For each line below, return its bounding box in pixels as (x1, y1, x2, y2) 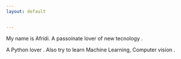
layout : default (6, 8, 46, 15)
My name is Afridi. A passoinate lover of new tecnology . (6, 34, 143, 41)
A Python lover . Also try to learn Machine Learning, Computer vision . (6, 46, 176, 53)
